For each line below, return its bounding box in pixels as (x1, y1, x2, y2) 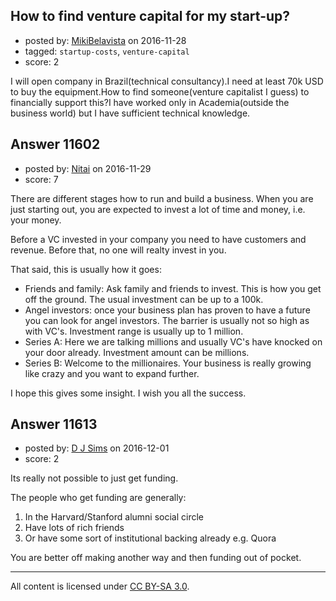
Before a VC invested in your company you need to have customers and (10, 233, 307, 245)
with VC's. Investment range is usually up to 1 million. (24, 325, 244, 337)
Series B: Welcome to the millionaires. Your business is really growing (24, 357, 312, 369)
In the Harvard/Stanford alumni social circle (24, 511, 205, 523)
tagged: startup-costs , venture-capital (24, 45, 190, 57)
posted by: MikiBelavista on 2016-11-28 (24, 34, 187, 46)
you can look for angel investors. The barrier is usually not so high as (24, 314, 310, 326)
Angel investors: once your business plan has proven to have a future (24, 304, 311, 316)
